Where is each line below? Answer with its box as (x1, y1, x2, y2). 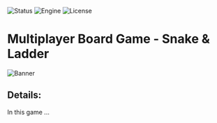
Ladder (7, 46, 50, 62)
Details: (7, 89, 42, 101)
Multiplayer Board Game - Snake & (7, 31, 211, 47)
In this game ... (7, 108, 50, 116)
